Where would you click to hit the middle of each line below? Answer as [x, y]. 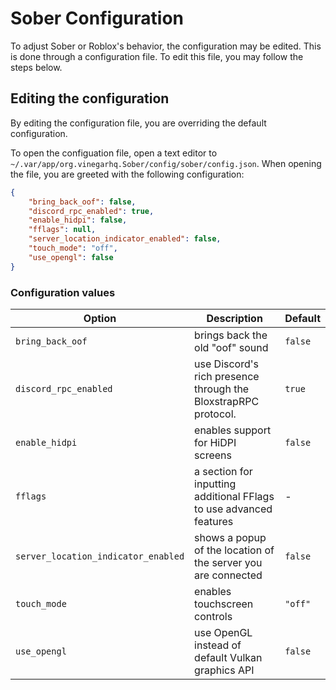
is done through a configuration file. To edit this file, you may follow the [157, 56]
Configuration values [63, 292]
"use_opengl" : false [71, 257]
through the [222, 389]
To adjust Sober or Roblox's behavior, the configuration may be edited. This [166, 46]
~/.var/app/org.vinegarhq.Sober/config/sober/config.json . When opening [166, 163]
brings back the [231, 335]
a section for [223, 471]
